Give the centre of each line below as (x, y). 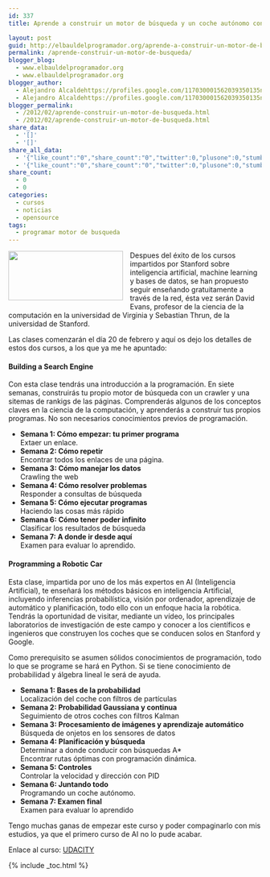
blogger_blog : (32, 60)
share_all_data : (35, 150)
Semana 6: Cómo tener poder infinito (83, 519)
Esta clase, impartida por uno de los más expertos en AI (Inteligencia (122, 581)
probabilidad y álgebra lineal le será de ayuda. (85, 674)
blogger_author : (35, 83)
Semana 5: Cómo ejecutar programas (84, 503)
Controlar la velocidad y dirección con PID (90, 776)
